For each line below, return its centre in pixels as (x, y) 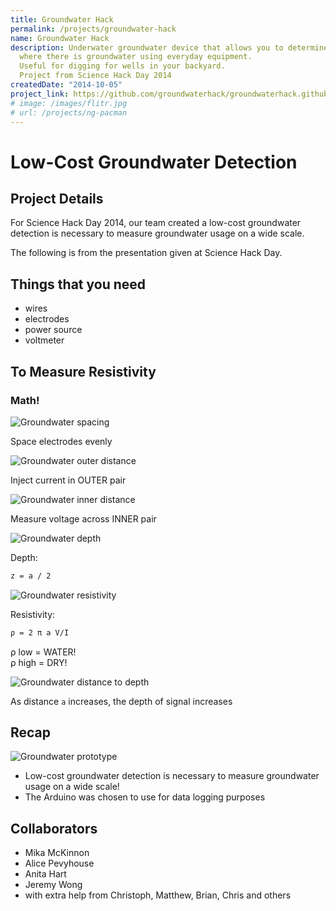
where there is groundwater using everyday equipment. (136, 57)
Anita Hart (45, 874)
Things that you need (78, 284)
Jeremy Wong (53, 885)
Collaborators (54, 828)
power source (53, 330)
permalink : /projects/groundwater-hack (93, 29)
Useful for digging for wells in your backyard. (122, 66)
